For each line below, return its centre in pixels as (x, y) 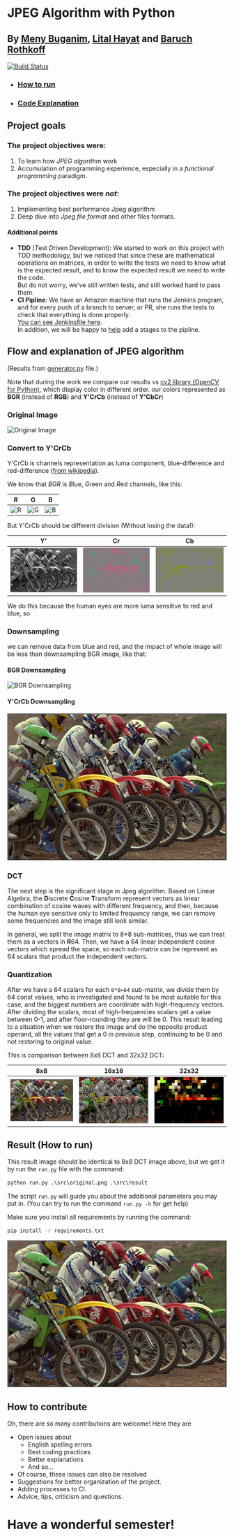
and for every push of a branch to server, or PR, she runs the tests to (116, 307)
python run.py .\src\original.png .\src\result (78, 1183)
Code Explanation (48, 103)
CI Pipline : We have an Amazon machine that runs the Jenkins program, (120, 300)
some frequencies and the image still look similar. (78, 921)
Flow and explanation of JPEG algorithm (96, 352)
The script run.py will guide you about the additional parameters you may (112, 1197)
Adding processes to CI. (52, 1489)
